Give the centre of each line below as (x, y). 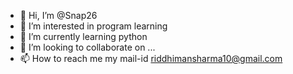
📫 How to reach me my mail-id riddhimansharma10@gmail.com (151, 58)
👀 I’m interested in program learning (93, 26)
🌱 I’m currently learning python (83, 36)
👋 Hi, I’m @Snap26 (58, 15)
